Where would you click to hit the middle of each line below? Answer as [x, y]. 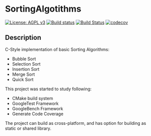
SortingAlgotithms [43, 9]
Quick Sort [23, 79]
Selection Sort [26, 64]
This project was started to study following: [48, 89]
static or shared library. [28, 128]
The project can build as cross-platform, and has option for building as [76, 123]
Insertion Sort [26, 69]
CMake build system [33, 98]
